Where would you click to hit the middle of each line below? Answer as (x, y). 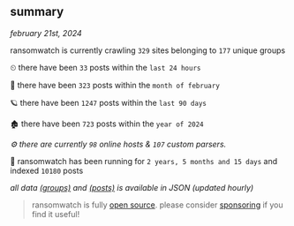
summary (37, 12)
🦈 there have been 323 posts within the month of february (115, 85)
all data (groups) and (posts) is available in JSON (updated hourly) (132, 187)
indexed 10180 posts (47, 170)
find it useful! (56, 214)
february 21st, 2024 (46, 33)
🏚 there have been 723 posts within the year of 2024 (107, 124)
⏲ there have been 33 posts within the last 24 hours (106, 67)
